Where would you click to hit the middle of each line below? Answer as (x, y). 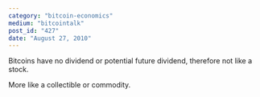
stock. (19, 70)
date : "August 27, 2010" (50, 38)
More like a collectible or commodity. (70, 85)
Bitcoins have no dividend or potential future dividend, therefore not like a (130, 61)
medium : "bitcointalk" (46, 23)
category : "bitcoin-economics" (61, 16)
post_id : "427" (34, 30)
